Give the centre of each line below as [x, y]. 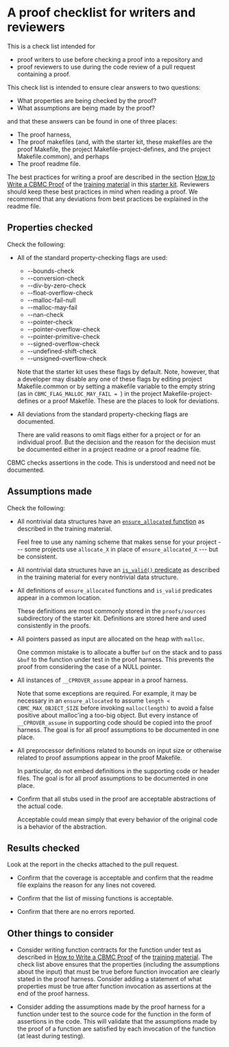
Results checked [44, 848]
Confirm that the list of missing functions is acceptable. [95, 898]
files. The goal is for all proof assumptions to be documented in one [112, 778]
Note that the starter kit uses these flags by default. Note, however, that [118, 371]
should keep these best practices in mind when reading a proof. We [103, 191]
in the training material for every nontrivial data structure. [98, 577]
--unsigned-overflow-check [67, 358]
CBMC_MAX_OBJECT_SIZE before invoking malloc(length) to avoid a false [115, 707]
